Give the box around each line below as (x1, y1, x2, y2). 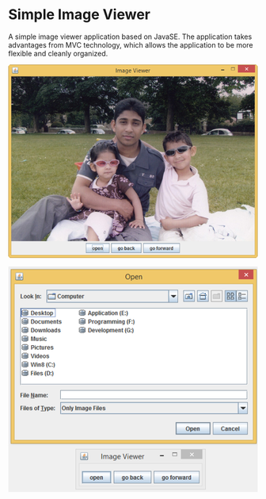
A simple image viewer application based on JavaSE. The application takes (8, 32, 253, 41)
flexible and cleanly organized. (8, 48, 108, 58)
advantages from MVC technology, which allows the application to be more (8, 40, 253, 49)
